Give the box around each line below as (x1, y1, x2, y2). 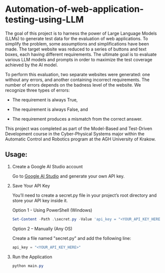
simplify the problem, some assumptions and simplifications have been (5, 41, 149, 46)
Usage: (5, 150, 28, 159)
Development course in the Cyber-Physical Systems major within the (5, 131, 145, 136)
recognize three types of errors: (5, 87, 70, 93)
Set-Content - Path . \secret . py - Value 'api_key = (12, 217, 117, 222)
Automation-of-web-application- (5, 3, 144, 15)
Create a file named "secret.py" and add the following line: (12, 235, 132, 241)
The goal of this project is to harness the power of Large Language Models (5, 30, 157, 36)
